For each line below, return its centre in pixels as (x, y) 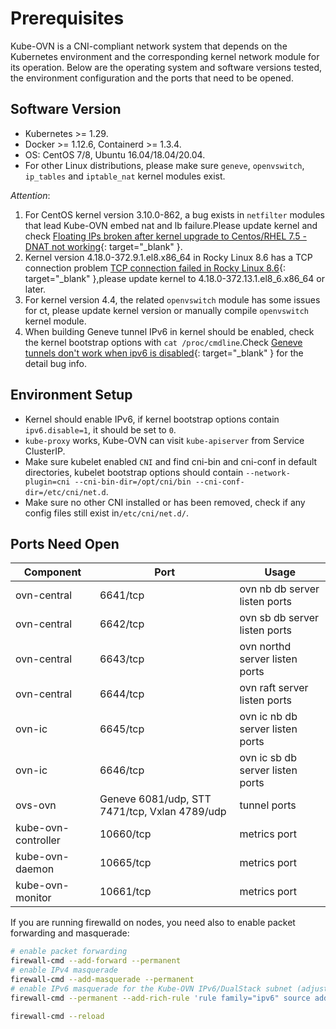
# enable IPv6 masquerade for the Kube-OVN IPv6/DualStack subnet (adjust (169, 988)
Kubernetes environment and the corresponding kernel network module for (165, 56)
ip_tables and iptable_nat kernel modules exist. (125, 176)
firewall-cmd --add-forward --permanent (96, 961)
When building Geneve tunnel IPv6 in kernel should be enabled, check (169, 331)
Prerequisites (67, 18)
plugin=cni (47, 482)
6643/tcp (122, 659)
